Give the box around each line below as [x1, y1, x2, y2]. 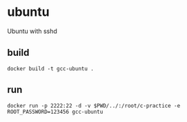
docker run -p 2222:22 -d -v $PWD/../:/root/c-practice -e [7, 102, 181, 109]
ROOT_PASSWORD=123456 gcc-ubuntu [7, 108, 104, 115]
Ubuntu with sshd [7, 27, 57, 35]
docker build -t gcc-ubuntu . [7, 65, 95, 72]
